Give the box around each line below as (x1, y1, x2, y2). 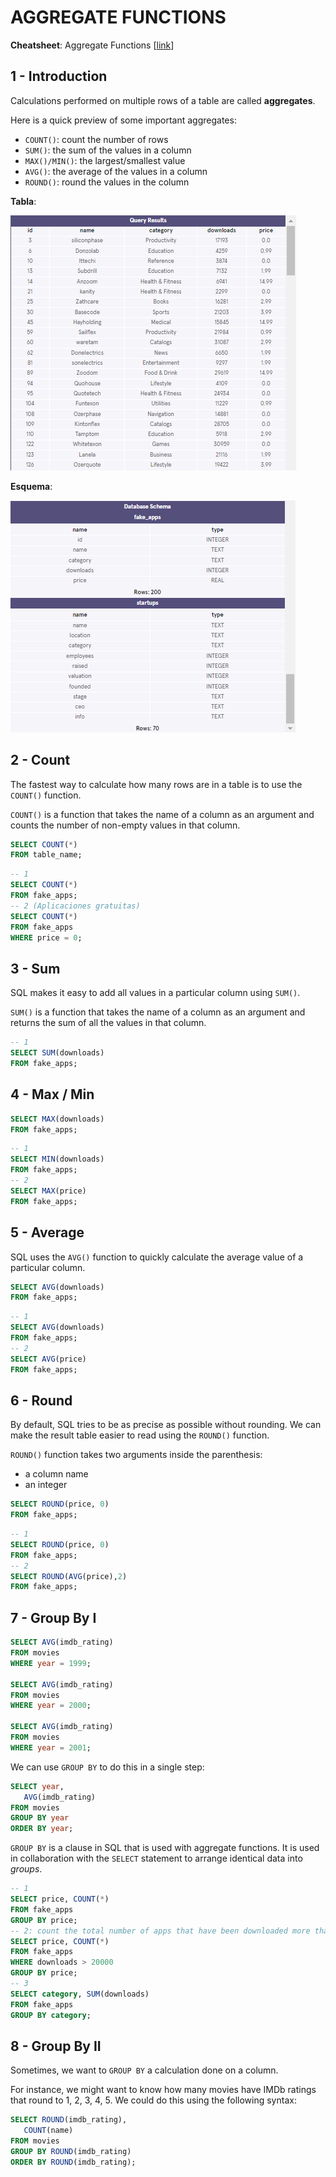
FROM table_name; (10, 850, 83, 860)
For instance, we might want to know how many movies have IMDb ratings (10, 2084, 317, 2096)
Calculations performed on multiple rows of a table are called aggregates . (10, 94, 316, 106)
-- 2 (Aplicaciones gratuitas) (10, 901, 141, 911)
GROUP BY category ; (10, 2010, 92, 2020)
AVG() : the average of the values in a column (24, 165, 208, 177)
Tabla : (10, 195, 37, 207)
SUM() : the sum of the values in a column (24, 144, 192, 156)
